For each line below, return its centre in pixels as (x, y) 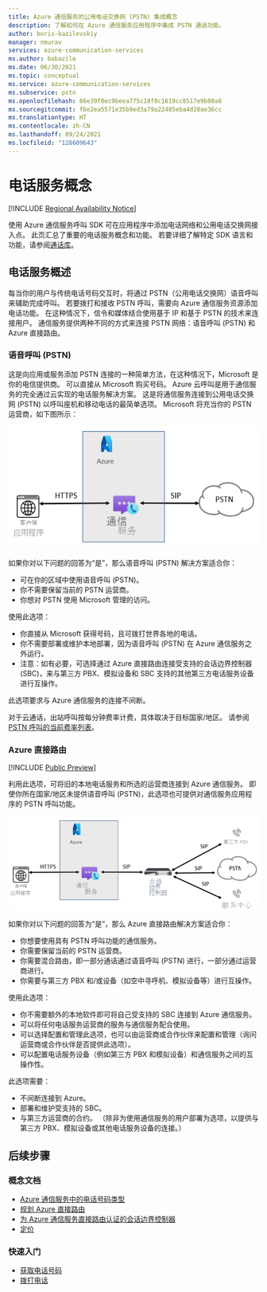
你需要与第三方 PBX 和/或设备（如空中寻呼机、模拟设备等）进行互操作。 (138, 981)
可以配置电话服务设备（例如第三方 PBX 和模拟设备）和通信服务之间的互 (137, 1055)
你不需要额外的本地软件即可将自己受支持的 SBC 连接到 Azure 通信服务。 (138, 1015)
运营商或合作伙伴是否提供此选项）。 (77, 1044)
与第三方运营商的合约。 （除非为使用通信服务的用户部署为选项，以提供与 (139, 1118)
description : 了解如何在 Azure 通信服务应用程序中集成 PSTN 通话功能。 (116, 25)
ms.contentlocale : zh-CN (49, 126)
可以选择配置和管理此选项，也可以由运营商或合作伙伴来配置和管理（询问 (138, 1035)
